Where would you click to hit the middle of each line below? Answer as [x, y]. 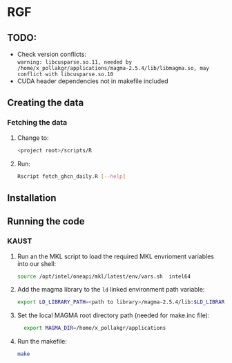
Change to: [33, 138]
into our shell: [37, 263]
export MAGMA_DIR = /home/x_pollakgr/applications [95, 328]
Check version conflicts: [51, 54]
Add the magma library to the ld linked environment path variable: [111, 290]
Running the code [46, 221]
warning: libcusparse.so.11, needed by [75, 62]
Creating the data [46, 103]
